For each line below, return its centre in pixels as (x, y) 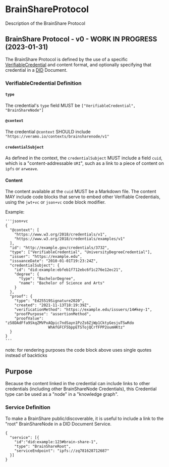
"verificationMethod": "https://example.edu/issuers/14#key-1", (83, 310)
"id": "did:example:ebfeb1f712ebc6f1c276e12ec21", (69, 270)
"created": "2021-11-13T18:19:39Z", (53, 305)
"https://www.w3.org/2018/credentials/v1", (61, 235)
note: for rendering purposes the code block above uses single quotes (78, 350)
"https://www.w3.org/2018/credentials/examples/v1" (70, 239)
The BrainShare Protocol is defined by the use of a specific (66, 59)
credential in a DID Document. (36, 70)
